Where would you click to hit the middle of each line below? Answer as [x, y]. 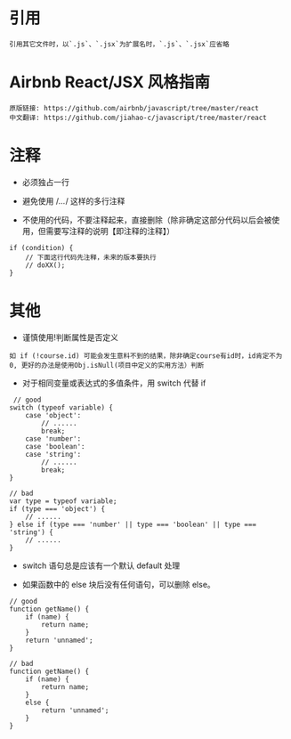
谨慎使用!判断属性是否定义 [70, 337]
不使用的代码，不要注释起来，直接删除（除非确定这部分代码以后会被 [147, 220]
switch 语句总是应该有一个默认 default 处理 [101, 565]
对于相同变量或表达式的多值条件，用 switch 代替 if [114, 383]
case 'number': [53, 439]
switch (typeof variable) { [61, 407]
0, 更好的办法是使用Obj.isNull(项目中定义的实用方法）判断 [107, 365]
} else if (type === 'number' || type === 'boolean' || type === [133, 524]
